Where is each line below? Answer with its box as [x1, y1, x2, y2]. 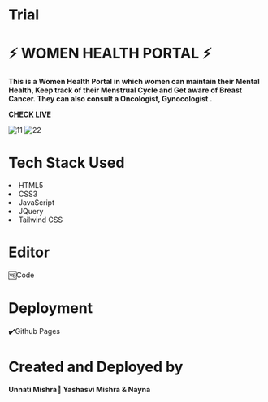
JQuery [19, 207, 44, 216]
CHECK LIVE [8, 109, 51, 119]
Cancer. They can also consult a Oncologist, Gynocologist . [8, 94, 213, 104]
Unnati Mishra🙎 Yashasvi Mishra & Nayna [8, 384, 151, 394]
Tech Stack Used [8, 154, 125, 172]
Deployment [8, 299, 93, 318]
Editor [8, 243, 50, 262]
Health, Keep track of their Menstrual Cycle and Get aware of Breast [8, 85, 242, 95]
